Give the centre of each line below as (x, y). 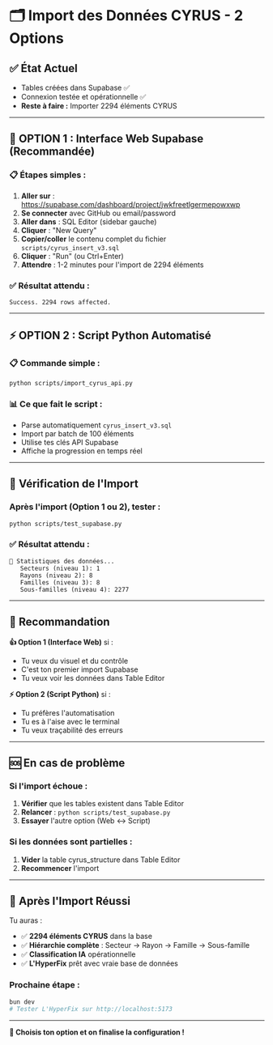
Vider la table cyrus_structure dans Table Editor (100, 860)
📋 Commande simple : (55, 363)
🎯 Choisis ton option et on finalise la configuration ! (97, 1032)
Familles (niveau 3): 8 (60, 582)
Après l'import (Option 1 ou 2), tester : (85, 507)
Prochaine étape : (45, 985)
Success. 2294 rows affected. (60, 302)
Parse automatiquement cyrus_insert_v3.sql (96, 425)
